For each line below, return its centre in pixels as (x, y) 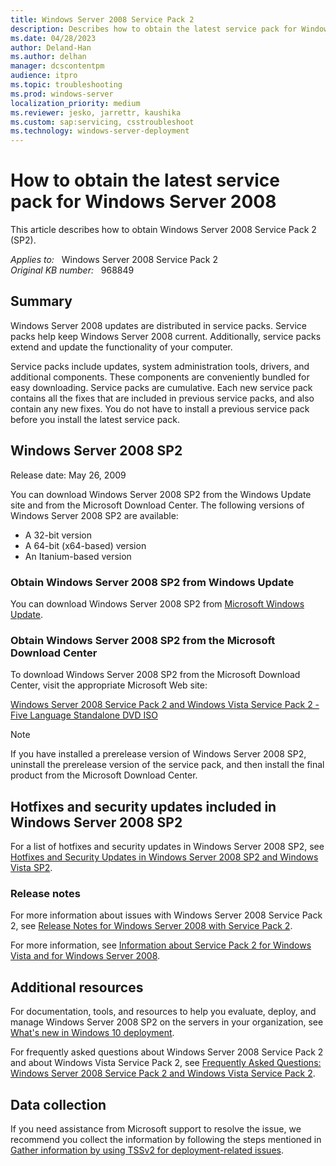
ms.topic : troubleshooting (66, 85)
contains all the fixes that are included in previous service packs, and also (162, 398)
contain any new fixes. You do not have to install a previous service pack (160, 408)
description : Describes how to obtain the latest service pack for (154, 29)
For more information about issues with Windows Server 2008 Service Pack (166, 915)
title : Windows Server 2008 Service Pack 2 (102, 19)
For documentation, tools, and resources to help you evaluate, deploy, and (163, 1012)
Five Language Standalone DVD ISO (84, 715)
